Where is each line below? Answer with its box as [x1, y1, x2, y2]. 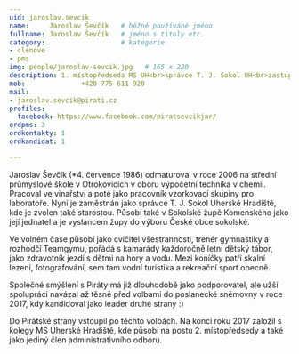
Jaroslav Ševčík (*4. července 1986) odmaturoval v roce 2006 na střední [9, 169, 277, 180]
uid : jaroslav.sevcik [9, 12, 90, 22]
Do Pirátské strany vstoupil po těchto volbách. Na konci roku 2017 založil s [9, 315, 282, 326]
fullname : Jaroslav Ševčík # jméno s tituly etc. [9, 29, 205, 38]
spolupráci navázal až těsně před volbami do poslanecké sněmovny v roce [9, 288, 283, 299]
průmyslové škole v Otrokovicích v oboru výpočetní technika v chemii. [9, 179, 267, 189]
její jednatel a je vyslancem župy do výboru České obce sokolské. [9, 216, 251, 227]
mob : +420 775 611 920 [9, 79, 145, 88]
